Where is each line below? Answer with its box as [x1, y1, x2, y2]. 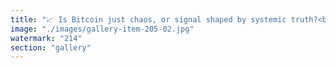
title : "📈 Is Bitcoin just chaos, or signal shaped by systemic [10, 14, 287, 25]
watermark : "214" [10, 33, 83, 43]
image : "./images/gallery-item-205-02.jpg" [10, 24, 195, 34]
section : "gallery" [10, 42, 92, 53]
